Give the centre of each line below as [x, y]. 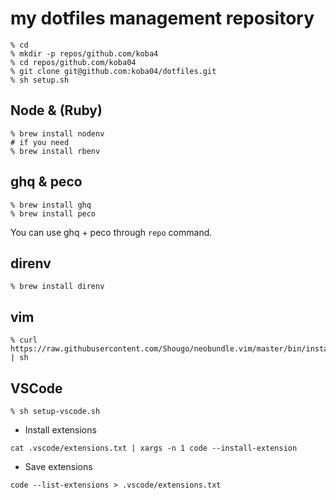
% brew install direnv [57, 287]
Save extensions [58, 466]
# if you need [40, 142]
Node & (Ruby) [56, 110]
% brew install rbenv [55, 151]
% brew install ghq [51, 205]
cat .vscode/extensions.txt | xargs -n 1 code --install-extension [154, 448]
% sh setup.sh [40, 80]
